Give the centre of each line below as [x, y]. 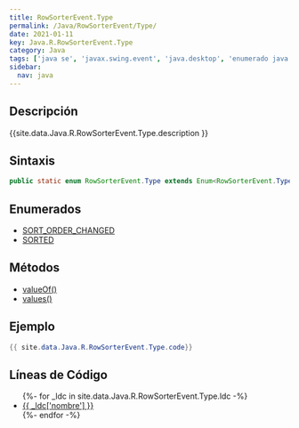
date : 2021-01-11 [41, 34]
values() [37, 298]
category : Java [37, 51]
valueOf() [40, 289]
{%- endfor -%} [51, 416]
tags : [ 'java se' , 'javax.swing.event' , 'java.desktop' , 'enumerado [139, 59]
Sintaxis [32, 161]
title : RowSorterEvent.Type [61, 17]
